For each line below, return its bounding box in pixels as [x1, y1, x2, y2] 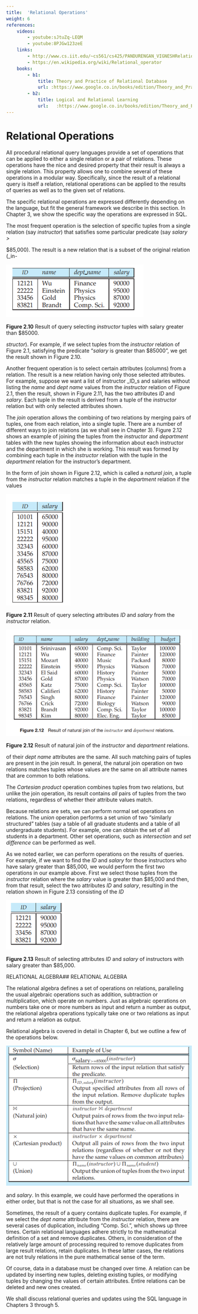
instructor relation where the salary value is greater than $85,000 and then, [6, 875, 189, 882]
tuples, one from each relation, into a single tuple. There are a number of [6, 420, 183, 427]
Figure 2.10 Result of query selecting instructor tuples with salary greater [6, 323, 184, 330]
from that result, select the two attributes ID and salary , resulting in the [6, 882, 179, 889]
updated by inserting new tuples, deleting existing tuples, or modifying [6, 1271, 177, 1279]
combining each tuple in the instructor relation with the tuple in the [6, 451, 168, 458]
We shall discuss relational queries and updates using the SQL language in [6, 1295, 187, 1302]
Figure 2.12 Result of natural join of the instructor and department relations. [6, 742, 190, 749]
